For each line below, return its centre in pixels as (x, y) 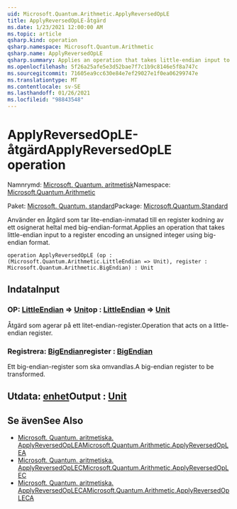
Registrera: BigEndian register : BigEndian (80, 351)
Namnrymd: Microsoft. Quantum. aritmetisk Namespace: (89, 185)
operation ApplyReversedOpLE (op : (60, 255)
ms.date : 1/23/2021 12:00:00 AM (55, 27)
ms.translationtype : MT (43, 80)
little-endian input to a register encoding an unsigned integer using (105, 234)
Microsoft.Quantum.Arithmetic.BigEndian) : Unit (81, 268)
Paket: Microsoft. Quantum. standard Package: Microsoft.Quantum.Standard (118, 206)
